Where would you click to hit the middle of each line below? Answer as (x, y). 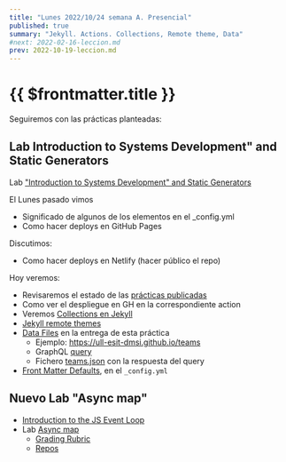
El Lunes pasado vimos (51, 199)
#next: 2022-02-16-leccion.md (65, 42)
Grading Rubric (63, 438)
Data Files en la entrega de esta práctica (96, 332)
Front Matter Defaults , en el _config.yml (95, 370)
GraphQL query (63, 351)
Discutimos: (31, 243)
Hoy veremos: (35, 277)
